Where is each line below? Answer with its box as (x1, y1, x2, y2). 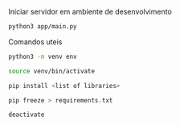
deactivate (8, 110, 45, 119)
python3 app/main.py (8, 23, 78, 31)
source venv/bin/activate (8, 67, 95, 75)
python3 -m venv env (8, 52, 78, 60)
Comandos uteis (8, 36, 63, 47)
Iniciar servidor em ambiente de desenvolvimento (8, 7, 173, 16)
